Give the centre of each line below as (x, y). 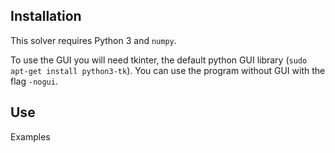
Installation (46, 16)
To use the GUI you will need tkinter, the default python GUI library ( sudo (159, 60)
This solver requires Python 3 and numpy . (93, 40)
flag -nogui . (34, 81)
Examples (30, 136)
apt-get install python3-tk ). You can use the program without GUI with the (168, 70)
